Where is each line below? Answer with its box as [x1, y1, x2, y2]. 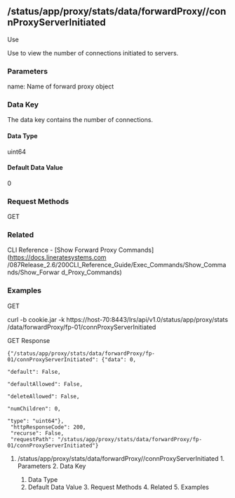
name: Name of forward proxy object [7, 82, 114, 90]
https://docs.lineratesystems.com [9, 253, 107, 262]
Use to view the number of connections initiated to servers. [7, 48, 179, 57]
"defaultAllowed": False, [7, 380, 83, 388]
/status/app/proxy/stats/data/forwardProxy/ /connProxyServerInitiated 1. [17, 454, 225, 462]
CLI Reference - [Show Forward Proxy [7, 245, 117, 255]
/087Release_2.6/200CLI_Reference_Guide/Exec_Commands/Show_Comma [7, 261, 227, 269]
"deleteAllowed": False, [7, 393, 80, 400]
